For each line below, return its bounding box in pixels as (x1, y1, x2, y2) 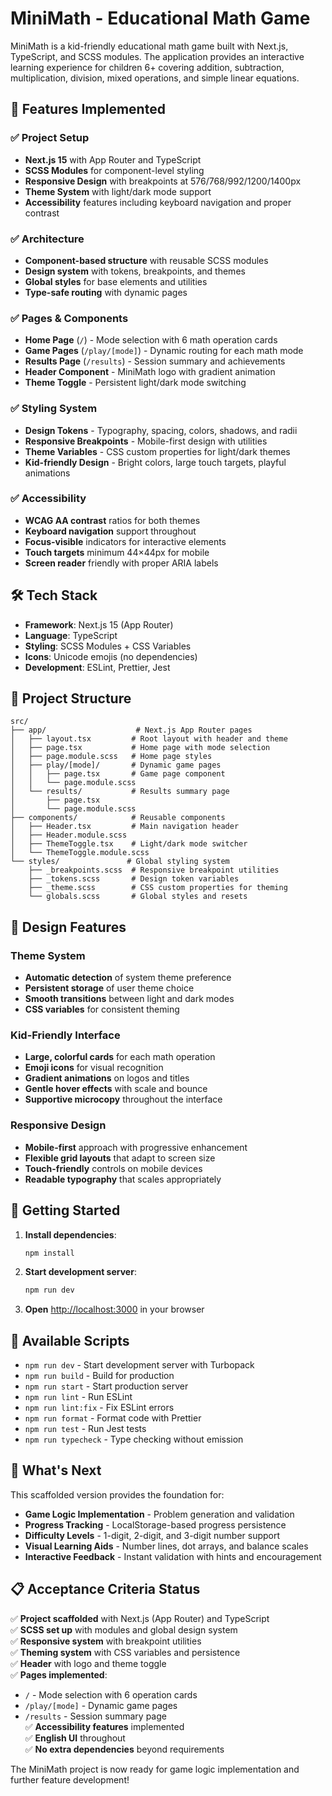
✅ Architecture (10, 232, 85, 246)
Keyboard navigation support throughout (24, 525, 197, 537)
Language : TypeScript (24, 629, 118, 641)
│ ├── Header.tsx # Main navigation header (10, 822, 240, 832)
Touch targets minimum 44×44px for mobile (24, 546, 210, 558)
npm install (24, 1248, 75, 1258)
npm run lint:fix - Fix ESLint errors (24, 1402, 175, 1414)
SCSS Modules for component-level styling (24, 164, 205, 176)
